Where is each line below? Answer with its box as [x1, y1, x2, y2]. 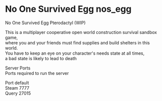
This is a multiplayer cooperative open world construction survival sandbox [5, 29, 157, 35]
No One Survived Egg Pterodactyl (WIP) [5, 20, 86, 26]
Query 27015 [5, 90, 31, 96]
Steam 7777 [5, 85, 29, 91]
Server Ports [5, 65, 31, 71]
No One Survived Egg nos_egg [5, 3, 132, 15]
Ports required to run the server [5, 70, 69, 76]
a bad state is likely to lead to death [5, 55, 77, 61]
